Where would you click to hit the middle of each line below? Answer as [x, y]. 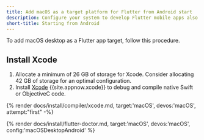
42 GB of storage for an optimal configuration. [73, 81]
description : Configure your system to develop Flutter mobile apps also [102, 18]
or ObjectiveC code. [40, 94]
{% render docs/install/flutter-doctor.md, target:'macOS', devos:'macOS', [98, 124]
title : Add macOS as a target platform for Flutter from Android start [99, 12]
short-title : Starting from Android [53, 23]
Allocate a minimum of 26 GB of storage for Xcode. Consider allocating [104, 74]
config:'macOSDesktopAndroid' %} [51, 130]
